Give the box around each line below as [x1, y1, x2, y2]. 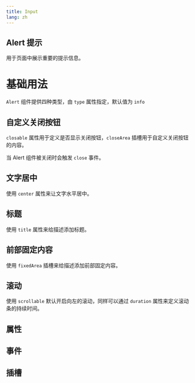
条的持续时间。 [6, 305, 43, 312]
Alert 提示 [6, 37, 43, 47]
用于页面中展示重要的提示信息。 [6, 55, 84, 62]
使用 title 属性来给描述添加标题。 [6, 226, 90, 233]
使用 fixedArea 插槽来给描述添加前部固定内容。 [6, 261, 121, 269]
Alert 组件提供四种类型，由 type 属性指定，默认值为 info [6, 98, 145, 106]
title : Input [6, 8, 38, 15]
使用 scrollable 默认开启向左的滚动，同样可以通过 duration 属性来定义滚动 [6, 298, 189, 305]
